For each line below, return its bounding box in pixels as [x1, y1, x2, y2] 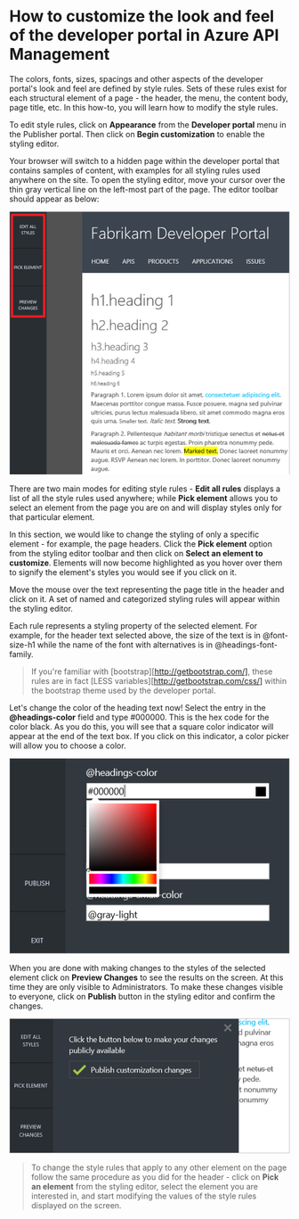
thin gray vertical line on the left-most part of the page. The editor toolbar [9, 184, 279, 194]
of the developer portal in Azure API [9, 25, 279, 45]
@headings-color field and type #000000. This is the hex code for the [9, 712, 270, 723]
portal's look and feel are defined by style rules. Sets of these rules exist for [9, 83, 287, 94]
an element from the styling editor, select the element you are [30, 1181, 258, 1191]
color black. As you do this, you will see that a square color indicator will [9, 721, 274, 732]
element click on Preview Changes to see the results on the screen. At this [9, 972, 284, 983]
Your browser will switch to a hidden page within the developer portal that [9, 155, 280, 166]
